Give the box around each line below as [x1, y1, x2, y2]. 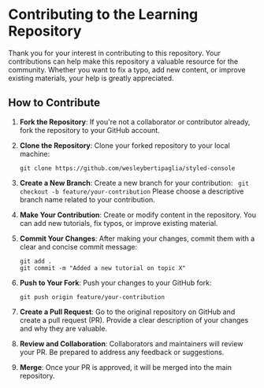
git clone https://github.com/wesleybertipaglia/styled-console [19, 164, 236, 172]
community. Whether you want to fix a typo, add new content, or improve [8, 65, 246, 74]
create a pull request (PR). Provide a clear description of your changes [19, 315, 249, 324]
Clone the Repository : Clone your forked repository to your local [19, 140, 230, 150]
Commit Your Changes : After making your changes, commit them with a [19, 234, 255, 243]
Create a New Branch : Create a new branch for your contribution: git [19, 178, 250, 187]
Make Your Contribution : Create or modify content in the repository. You [19, 210, 256, 220]
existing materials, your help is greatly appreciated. [8, 73, 175, 83]
